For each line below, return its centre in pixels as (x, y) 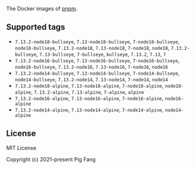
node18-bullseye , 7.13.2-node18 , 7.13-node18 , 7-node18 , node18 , (92, 47)
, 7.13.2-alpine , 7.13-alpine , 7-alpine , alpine (87, 92)
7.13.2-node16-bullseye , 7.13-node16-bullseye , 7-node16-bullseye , (97, 60)
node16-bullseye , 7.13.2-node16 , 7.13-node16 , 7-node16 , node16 (91, 66)
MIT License (21, 148)
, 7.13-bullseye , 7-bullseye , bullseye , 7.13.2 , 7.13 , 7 (101, 54)
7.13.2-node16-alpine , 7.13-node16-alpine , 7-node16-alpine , (89, 98)
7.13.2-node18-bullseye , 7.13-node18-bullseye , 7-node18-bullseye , (97, 42)
